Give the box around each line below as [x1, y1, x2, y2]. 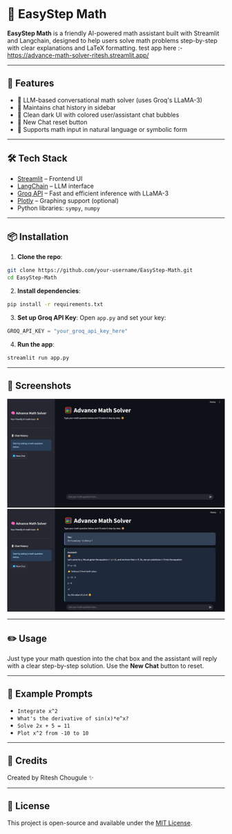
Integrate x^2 [17, 708, 58, 715]
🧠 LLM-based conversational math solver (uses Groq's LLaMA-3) [17, 96, 202, 104]
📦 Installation [7, 231, 69, 242]
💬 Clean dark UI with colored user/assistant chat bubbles [17, 110, 180, 119]
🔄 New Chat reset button [17, 117, 88, 126]
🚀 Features [7, 77, 55, 89]
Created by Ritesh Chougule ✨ [7, 773, 95, 782]
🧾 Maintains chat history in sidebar [17, 103, 116, 111]
